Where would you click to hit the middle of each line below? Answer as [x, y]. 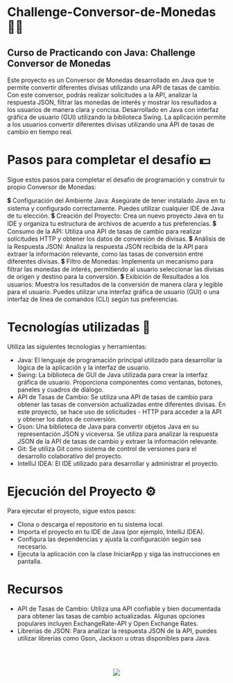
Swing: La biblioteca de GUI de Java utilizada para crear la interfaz [112, 375]
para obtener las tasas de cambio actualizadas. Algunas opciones [111, 616]
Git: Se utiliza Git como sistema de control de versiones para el [107, 449]
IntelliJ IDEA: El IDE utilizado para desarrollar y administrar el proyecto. [118, 463]
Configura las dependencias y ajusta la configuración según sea [109, 539]
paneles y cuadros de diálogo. [60, 389]
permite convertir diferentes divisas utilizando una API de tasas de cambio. [114, 87]
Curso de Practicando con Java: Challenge [101, 53]
